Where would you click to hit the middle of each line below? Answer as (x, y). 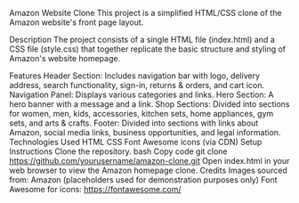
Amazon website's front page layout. (77, 22)
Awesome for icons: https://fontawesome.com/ (95, 189)
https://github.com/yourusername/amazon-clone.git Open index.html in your (149, 161)
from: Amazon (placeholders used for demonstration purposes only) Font (143, 180)
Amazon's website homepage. (65, 58)
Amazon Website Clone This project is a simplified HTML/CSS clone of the (145, 13)
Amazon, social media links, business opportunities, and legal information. (145, 132)
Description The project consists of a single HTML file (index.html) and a (142, 40)
